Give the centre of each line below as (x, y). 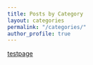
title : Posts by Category (45, 14)
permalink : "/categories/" (47, 27)
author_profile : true (39, 34)
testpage (20, 54)
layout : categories (36, 20)
